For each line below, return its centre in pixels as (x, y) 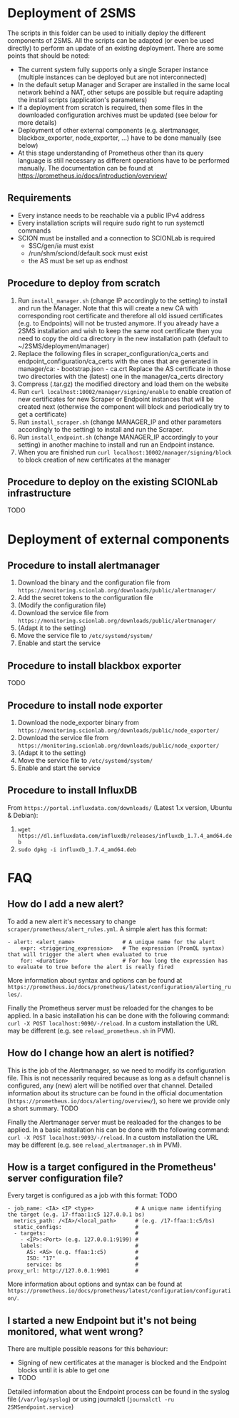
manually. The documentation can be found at (85, 168)
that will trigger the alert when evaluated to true (87, 954)
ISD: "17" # (82, 1259)
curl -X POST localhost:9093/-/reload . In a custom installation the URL (113, 1137)
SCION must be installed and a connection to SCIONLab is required (116, 238)
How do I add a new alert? (66, 904)
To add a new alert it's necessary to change (72, 921)
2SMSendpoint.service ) (41, 1407)
